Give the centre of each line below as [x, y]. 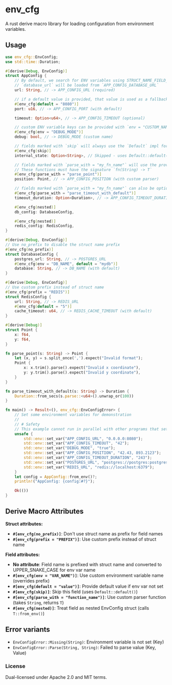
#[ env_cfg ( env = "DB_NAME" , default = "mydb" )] [66, 264]
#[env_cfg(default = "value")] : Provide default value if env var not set [88, 586]
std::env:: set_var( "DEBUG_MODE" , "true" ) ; [70, 448]
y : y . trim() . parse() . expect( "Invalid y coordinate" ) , [82, 372]
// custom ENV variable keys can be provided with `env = [78, 127]
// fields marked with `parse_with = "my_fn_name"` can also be [84, 189]
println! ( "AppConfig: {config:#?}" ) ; [55, 482]
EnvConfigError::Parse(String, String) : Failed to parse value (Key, [84, 647]
